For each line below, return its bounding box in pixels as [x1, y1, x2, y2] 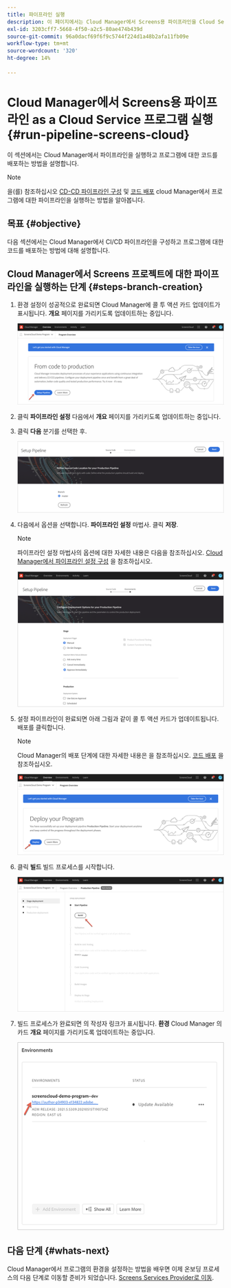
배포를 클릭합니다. [16, 723, 65, 731]
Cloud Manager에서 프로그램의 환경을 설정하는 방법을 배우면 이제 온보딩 [7, 1265, 201, 1273]
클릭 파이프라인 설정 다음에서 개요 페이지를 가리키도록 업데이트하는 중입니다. [16, 412, 221, 420]
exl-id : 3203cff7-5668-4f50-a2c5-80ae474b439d [7, 25, 143, 32]
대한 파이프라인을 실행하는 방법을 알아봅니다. [25, 196, 145, 204]
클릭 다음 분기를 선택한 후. [16, 427, 87, 435]
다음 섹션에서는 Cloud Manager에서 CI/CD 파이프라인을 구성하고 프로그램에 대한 [7, 238, 224, 246]
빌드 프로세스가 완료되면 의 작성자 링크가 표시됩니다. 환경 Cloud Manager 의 [16, 1019, 222, 1028]
